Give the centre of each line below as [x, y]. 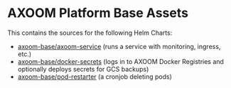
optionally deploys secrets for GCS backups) [83, 69]
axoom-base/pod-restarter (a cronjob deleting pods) [95, 77]
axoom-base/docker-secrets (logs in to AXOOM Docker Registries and [120, 61]
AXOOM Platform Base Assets [98, 13]
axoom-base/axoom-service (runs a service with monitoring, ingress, [119, 46]
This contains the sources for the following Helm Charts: [90, 33]
